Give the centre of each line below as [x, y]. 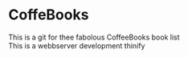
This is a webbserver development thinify [77, 45]
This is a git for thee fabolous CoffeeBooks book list [94, 37]
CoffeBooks [49, 15]
